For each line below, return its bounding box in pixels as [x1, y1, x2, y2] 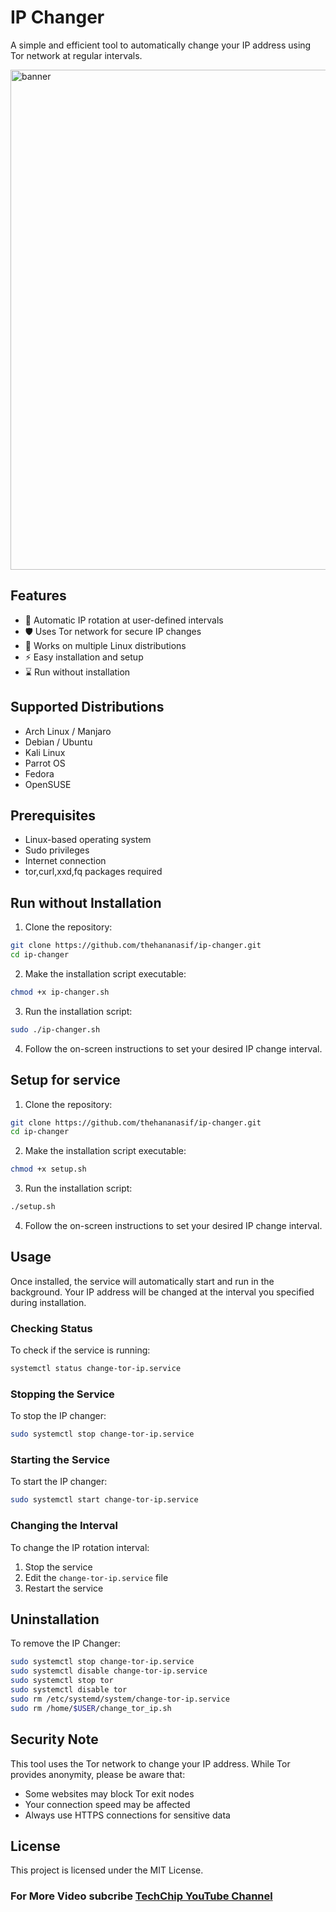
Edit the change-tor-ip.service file [24, 1571, 169, 1583]
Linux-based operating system [24, 834, 152, 846]
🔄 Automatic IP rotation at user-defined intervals [24, 614, 224, 626]
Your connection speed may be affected [24, 1798, 191, 1810]
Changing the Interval [10, 1519, 118, 1533]
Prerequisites [10, 807, 96, 824]
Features [10, 587, 67, 605]
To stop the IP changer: [10, 1410, 107, 1422]
